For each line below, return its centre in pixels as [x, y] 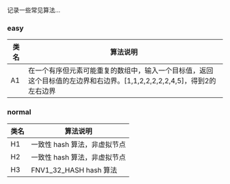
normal [19, 112]
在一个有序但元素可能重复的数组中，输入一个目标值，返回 [121, 70]
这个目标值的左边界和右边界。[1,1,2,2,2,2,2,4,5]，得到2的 [122, 81]
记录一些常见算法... [34, 10]
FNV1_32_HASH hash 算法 [74, 170]
